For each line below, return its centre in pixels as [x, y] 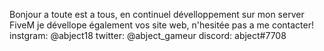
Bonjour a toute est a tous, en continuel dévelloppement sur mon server [157, 14]
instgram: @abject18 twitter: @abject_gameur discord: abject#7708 [148, 35]
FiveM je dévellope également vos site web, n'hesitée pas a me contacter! [162, 25]
